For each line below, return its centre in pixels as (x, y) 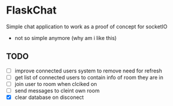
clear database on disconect (49, 97)
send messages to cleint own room (57, 90)
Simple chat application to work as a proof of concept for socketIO (87, 26)
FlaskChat (31, 10)
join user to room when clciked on (56, 84)
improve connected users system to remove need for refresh (88, 71)
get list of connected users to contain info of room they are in (89, 77)
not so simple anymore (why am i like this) (66, 38)
